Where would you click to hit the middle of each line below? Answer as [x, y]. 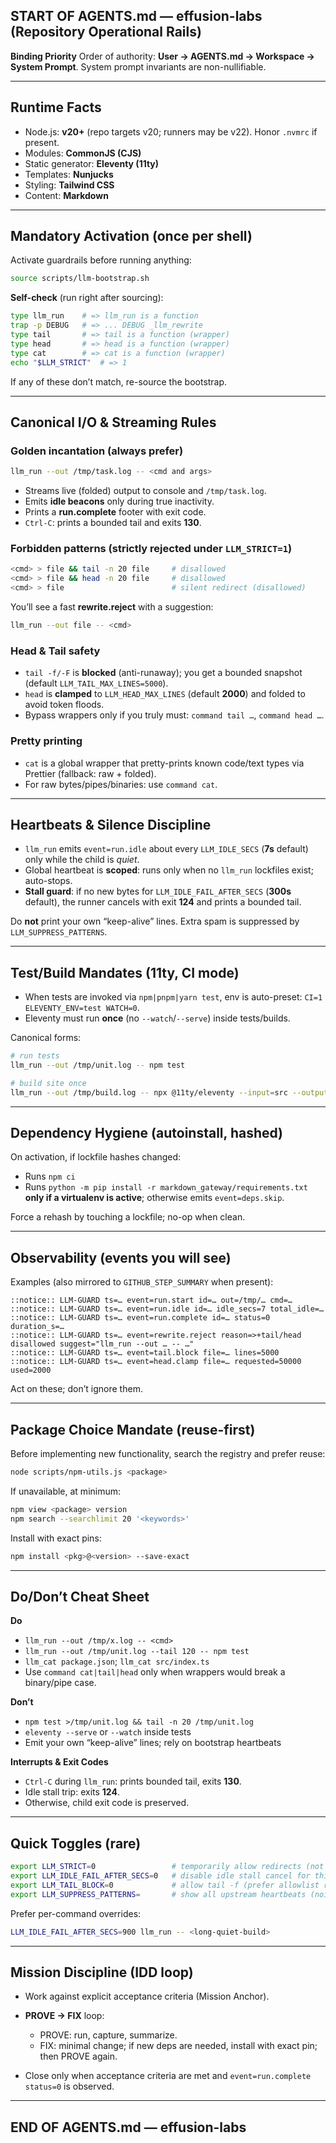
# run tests [35, 1056]
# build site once [48, 1083]
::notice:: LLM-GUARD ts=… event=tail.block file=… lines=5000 [145, 1353]
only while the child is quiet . [82, 860]
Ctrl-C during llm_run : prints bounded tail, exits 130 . [133, 1781]
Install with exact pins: [56, 1538]
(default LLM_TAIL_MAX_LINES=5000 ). [96, 683]
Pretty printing [46, 741]
